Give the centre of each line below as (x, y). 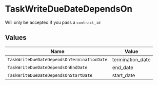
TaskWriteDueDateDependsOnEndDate (48, 67)
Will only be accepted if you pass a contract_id (53, 22)
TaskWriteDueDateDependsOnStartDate (50, 75)
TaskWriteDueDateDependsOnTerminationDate (58, 59)
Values (16, 38)
